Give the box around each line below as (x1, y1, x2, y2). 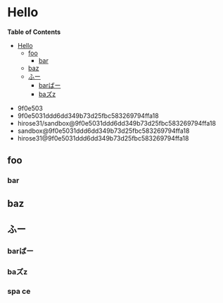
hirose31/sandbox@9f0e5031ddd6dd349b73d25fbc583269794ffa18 (17, 119, 217, 127)
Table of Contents (7, 28, 61, 36)
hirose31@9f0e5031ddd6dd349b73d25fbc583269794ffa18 (17, 133, 189, 142)
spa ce (7, 286, 31, 296)
